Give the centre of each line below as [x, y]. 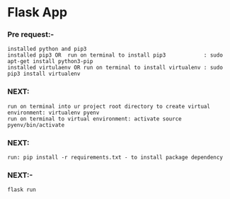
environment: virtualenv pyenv [53, 113]
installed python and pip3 [47, 49]
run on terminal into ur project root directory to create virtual [109, 106]
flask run [22, 190]
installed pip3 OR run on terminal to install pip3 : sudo [115, 55]
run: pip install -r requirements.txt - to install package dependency [115, 158]
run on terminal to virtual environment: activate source [94, 119]
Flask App [38, 12]
